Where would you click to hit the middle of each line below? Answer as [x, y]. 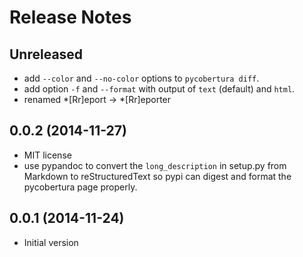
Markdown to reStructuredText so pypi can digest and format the [157, 176]
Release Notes [70, 17]
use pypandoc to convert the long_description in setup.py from [155, 165]
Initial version [51, 242]
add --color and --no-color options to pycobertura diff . [141, 78]
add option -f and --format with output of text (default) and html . [159, 89]
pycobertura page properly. [80, 187]
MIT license [47, 155]
